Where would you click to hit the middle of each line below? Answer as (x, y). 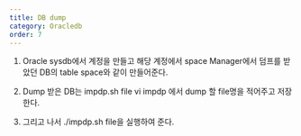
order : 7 (26, 34)
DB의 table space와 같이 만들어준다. (104, 72)
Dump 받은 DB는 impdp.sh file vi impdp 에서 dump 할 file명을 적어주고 (149, 92)
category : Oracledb (46, 26)
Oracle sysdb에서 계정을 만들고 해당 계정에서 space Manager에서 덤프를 (151, 61)
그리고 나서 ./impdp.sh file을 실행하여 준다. (98, 122)
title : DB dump (38, 18)
